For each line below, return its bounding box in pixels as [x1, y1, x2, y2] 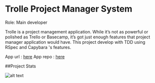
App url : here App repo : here [5, 53, 65, 59]
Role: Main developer [5, 19, 48, 25]
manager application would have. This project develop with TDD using [5, 39, 146, 45]
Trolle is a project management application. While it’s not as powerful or [5, 29, 148, 34]
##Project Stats [5, 63, 36, 69]
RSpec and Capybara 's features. [5, 44, 71, 50]
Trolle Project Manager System [5, 3, 133, 15]
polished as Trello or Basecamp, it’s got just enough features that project [5, 34, 151, 40]
